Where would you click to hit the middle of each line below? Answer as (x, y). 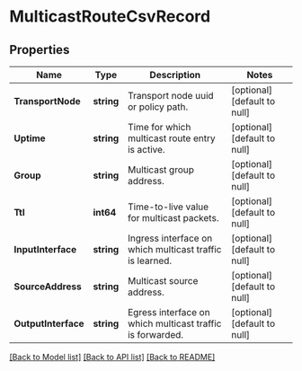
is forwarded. (155, 335)
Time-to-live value (168, 207)
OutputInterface (49, 323)
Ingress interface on (170, 238)
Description (175, 75)
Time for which (159, 127)
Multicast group (161, 170)
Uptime (30, 138)
